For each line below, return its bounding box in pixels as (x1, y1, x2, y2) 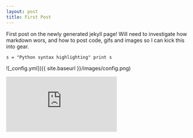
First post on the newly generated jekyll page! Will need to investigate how (6, 30, 187, 37)
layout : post (6, 8, 38, 15)
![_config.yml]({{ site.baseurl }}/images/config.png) (6, 64, 131, 71)
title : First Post (6, 14, 51, 20)
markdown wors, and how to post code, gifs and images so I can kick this (6, 37, 185, 44)
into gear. (6, 42, 30, 50)
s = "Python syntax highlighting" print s (6, 54, 112, 60)
